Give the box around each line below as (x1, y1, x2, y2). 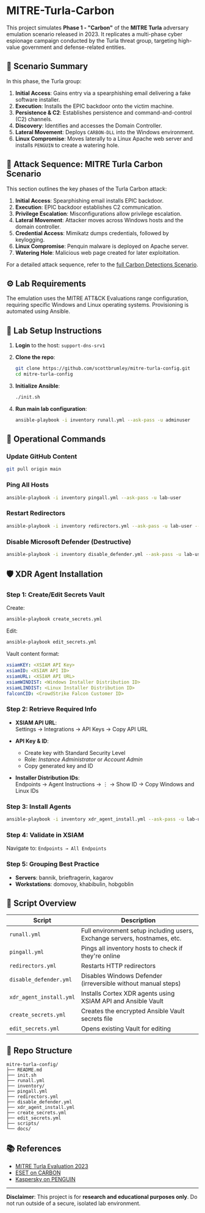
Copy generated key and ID (24, 762, 93, 769)
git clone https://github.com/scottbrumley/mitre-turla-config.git (15, 366, 190, 372)
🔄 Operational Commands (6, 434, 106, 445)
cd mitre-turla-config (15, 371, 73, 377)
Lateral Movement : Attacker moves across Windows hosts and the (15, 216, 184, 223)
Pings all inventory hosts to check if (81, 944, 183, 953)
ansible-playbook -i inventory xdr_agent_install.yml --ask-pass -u (6, 816, 184, 822)
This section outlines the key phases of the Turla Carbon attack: (6, 185, 167, 192)
